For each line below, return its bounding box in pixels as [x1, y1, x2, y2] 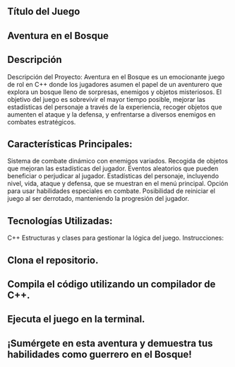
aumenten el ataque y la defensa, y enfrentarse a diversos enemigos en [7, 110, 216, 119]
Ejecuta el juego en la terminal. [7, 313, 145, 325]
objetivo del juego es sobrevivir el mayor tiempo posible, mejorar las [7, 95, 206, 103]
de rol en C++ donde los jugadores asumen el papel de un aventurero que [7, 80, 222, 88]
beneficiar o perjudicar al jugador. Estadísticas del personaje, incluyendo [7, 172, 219, 180]
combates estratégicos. [7, 117, 76, 126]
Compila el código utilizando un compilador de [7, 279, 216, 290]
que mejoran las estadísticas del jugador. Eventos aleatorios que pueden [7, 164, 219, 173]
